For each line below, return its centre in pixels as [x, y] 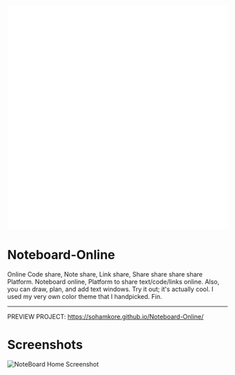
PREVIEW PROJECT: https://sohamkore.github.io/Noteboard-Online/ [106, 316]
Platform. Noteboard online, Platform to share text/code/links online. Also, [113, 281]
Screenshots [45, 345]
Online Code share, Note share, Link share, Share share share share [105, 274]
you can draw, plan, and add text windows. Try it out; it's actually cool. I [111, 289]
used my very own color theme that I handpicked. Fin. [85, 296]
